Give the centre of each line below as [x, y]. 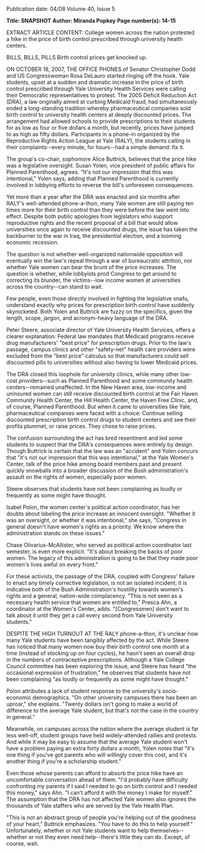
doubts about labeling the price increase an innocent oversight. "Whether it [101, 514]
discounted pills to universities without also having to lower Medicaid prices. [102, 362]
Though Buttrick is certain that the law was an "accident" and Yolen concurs [102, 451]
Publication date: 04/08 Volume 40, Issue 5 [61, 9]
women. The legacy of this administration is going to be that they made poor [102, 558]
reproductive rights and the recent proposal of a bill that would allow [92, 223]
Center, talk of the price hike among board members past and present [94, 464]
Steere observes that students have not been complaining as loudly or [95, 489]
